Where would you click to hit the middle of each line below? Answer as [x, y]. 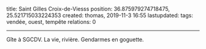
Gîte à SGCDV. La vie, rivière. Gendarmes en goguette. [75, 40]
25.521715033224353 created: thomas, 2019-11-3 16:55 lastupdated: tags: [100, 15]
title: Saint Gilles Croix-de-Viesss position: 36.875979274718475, [88, 9]
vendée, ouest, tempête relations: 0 [51, 22]
